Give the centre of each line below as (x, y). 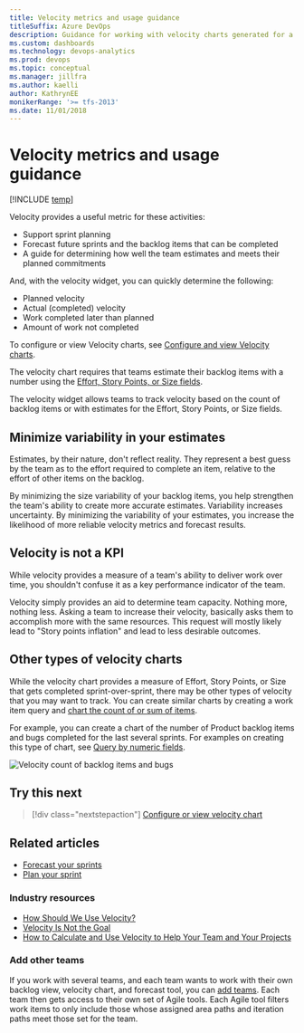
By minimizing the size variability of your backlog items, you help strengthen (152, 496)
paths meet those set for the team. (74, 1019)
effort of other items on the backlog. (77, 478)
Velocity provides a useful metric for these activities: (107, 217)
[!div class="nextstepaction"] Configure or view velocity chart (147, 815)
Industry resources (52, 898)
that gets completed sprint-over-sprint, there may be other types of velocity (151, 691)
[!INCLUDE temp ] (42, 199)
